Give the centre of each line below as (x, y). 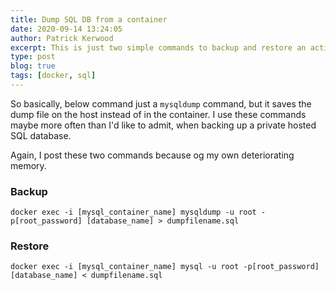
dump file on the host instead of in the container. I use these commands (158, 114)
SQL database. (41, 135)
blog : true (33, 66)
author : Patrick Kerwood (62, 38)
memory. (28, 165)
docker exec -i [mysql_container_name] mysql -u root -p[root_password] (165, 267)
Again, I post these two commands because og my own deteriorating (152, 155)
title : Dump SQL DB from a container (89, 19)
